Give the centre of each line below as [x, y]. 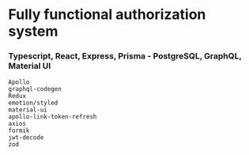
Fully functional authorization [107, 15]
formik [19, 131]
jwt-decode [26, 138]
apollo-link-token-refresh [53, 117]
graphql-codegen [35, 89]
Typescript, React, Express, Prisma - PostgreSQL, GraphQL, [125, 56]
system [33, 31]
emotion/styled [33, 103]
